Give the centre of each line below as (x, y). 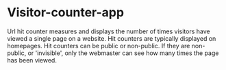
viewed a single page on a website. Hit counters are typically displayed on (112, 38)
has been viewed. (32, 60)
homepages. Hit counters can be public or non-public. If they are (99, 46)
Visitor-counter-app (66, 13)
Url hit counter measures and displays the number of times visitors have (109, 31)
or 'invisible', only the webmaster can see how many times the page (123, 53)
